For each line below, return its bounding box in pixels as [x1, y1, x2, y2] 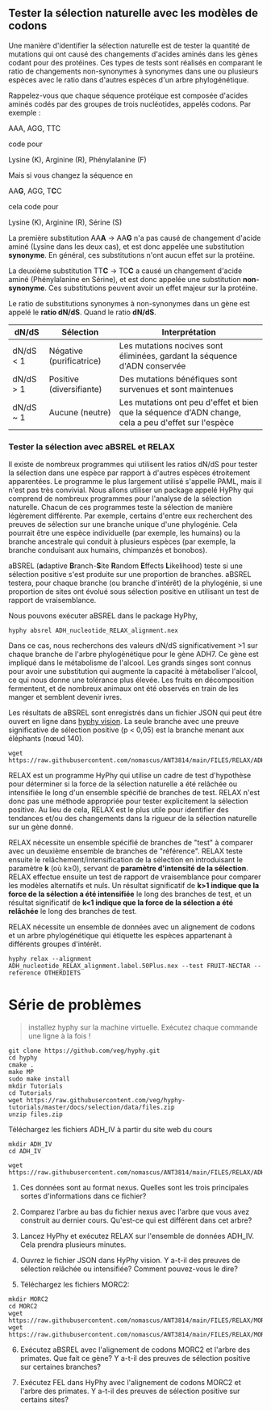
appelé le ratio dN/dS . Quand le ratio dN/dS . [8, 307, 157, 317]
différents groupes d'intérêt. [8, 939, 102, 949]
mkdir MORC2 [8, 1295, 48, 1304]
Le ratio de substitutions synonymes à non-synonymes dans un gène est [8, 298, 250, 308]
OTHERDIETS [44, 969, 81, 977]
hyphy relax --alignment [8, 955, 92, 963]
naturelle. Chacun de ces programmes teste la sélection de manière [8, 503, 234, 512]
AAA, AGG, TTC [8, 123, 61, 133]
